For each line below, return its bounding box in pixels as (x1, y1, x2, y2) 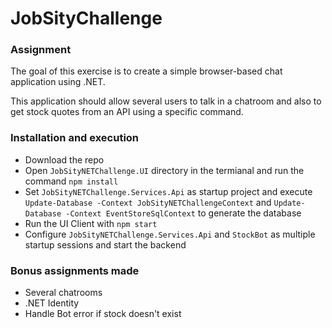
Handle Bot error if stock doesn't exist (24, 308, 182, 320)
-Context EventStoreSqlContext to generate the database (65, 207, 302, 219)
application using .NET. (10, 76, 106, 88)
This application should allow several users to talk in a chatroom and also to (10, 95, 322, 107)
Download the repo (24, 153, 105, 166)
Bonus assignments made (10, 263, 140, 277)
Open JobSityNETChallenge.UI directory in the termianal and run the (24, 164, 305, 176)
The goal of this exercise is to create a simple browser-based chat (10, 65, 283, 77)
